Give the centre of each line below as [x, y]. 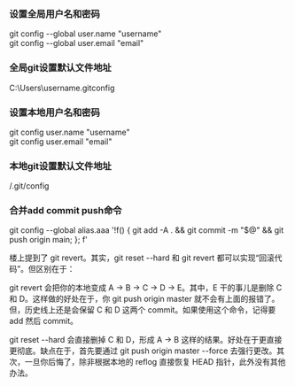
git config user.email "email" [61, 141]
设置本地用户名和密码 [54, 112]
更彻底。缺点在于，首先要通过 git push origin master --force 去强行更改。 [143, 351]
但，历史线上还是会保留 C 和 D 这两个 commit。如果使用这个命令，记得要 [143, 310]
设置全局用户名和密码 [54, 13]
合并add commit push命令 [66, 211]
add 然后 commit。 [43, 321]
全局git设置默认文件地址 [61, 68]
